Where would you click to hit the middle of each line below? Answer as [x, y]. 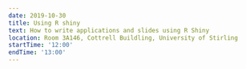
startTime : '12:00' [41, 45]
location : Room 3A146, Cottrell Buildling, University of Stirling [123, 38]
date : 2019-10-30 [37, 15]
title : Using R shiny [44, 23]
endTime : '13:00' [37, 52]
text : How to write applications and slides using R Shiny [109, 30]
